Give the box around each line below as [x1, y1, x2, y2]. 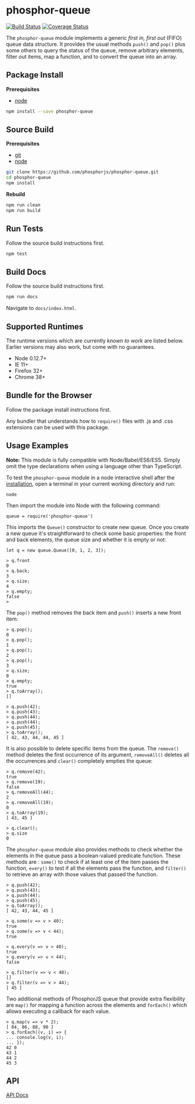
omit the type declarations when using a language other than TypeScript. [6, 462, 183, 470]
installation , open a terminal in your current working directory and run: [6, 480, 176, 487]
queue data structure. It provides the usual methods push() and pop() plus [6, 41, 186, 48]
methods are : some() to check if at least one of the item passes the [6, 858, 169, 865]
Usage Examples [6, 441, 69, 451]
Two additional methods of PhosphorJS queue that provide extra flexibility [6, 995, 186, 1002]
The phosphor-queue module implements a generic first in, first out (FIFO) [6, 34, 182, 41]
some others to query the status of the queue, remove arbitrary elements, [6, 46, 184, 53]
